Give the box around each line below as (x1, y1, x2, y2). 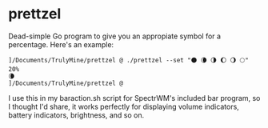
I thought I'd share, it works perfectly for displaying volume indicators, (8, 102, 240, 111)
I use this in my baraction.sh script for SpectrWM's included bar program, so (8, 93, 261, 102)
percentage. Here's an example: (8, 39, 114, 49)
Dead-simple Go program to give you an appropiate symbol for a (8, 31, 222, 41)
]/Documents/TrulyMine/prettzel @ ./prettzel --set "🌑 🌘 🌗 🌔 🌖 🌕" (8, 56, 250, 64)
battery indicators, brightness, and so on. (8, 110, 145, 120)
